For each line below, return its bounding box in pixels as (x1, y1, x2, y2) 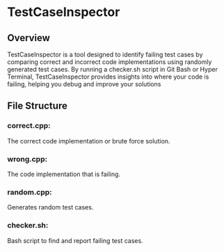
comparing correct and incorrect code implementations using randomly (7, 58, 212, 66)
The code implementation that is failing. (7, 170, 120, 178)
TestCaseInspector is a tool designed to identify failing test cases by (7, 50, 203, 58)
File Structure (7, 100, 67, 112)
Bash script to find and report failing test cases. (7, 236, 144, 244)
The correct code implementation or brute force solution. (7, 136, 170, 145)
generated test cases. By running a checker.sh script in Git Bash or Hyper (7, 65, 218, 73)
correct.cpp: (7, 121, 51, 131)
